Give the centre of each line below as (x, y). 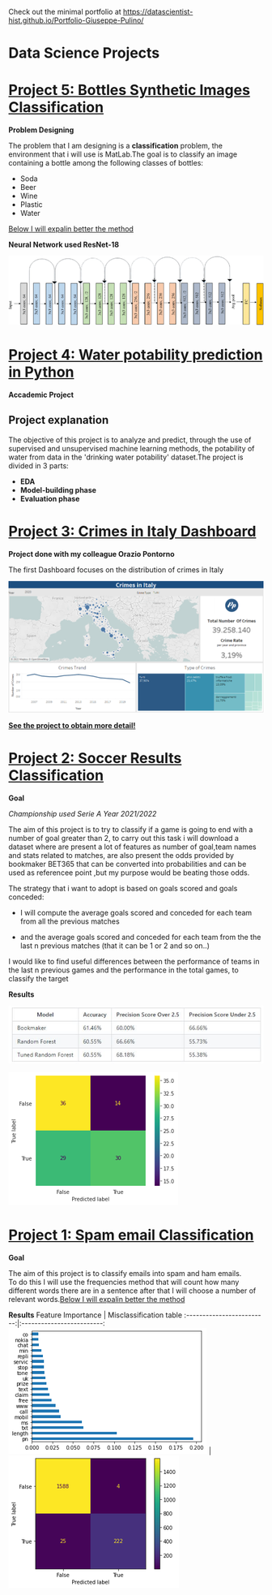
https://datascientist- (158, 12)
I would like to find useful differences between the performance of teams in (134, 961)
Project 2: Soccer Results (95, 758)
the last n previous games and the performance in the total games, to (123, 970)
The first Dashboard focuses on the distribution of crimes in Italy (116, 569)
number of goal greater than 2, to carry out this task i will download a (123, 838)
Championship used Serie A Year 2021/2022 (83, 813)
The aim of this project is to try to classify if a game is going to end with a (131, 829)
